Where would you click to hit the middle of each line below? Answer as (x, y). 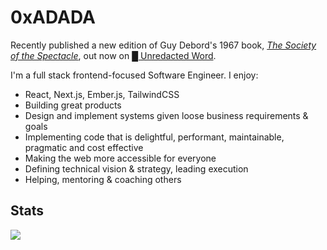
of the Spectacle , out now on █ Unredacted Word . (113, 55)
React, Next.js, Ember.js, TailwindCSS (102, 94)
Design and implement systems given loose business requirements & (166, 115)
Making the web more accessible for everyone (120, 158)
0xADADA (53, 17)
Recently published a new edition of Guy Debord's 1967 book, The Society (163, 45)
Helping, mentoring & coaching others (103, 179)
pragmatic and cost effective (84, 147)
